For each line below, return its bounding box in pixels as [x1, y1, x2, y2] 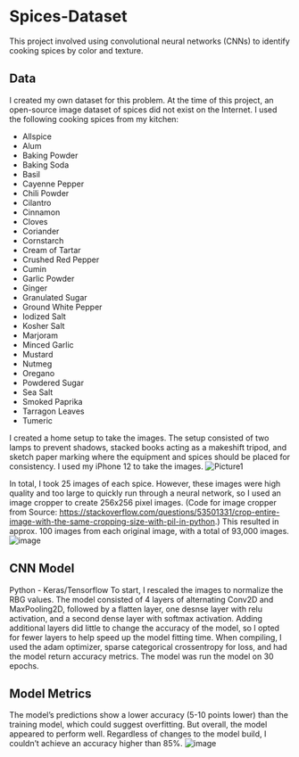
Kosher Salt [21, 320, 65, 331]
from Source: [9, 506, 58, 517]
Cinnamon [21, 207, 61, 218]
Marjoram [21, 330, 58, 341]
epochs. [9, 660, 39, 671]
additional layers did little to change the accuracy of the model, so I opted [9, 622, 279, 633]
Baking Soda [21, 159, 70, 170]
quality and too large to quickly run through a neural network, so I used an [9, 488, 281, 498]
